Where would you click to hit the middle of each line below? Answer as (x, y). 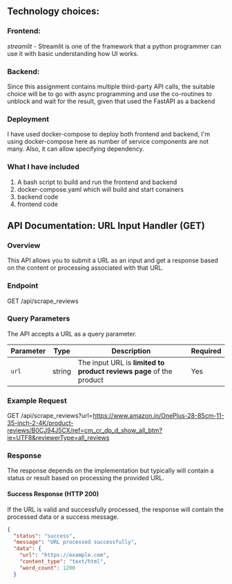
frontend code (38, 204)
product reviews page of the (125, 371)
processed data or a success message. (63, 517)
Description (131, 351)
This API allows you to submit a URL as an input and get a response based (113, 261)
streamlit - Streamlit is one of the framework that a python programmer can (114, 46)
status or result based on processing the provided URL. (86, 478)
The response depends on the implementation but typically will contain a (110, 471)
